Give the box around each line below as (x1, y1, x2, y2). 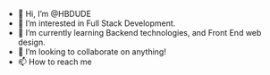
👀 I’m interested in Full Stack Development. (17, 18, 176, 29)
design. (17, 37, 46, 47)
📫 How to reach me (17, 56, 92, 67)
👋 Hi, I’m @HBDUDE (17, 9, 92, 19)
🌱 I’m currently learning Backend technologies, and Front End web (17, 28, 262, 37)
